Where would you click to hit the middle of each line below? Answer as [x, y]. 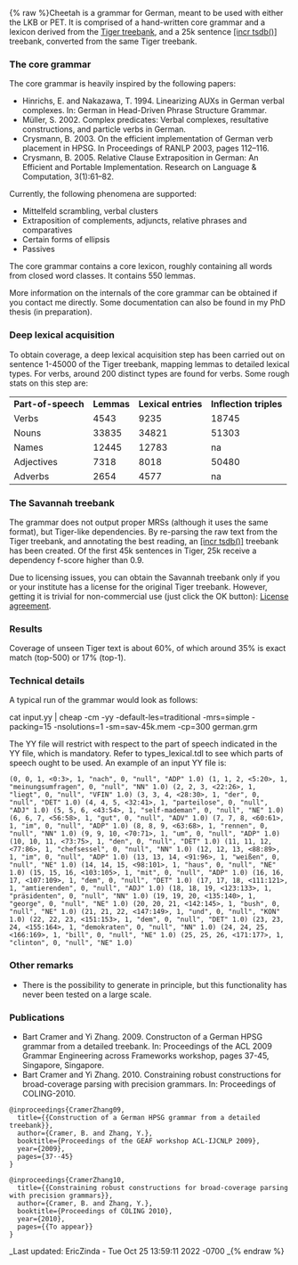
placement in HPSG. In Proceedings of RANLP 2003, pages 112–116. [145, 148]
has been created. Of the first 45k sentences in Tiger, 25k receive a [133, 551]
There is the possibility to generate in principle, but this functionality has [154, 984]
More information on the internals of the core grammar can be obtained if [143, 293]
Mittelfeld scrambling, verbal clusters [90, 211]
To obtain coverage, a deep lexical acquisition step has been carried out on [147, 355]
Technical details [47, 681]
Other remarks [41, 966]
